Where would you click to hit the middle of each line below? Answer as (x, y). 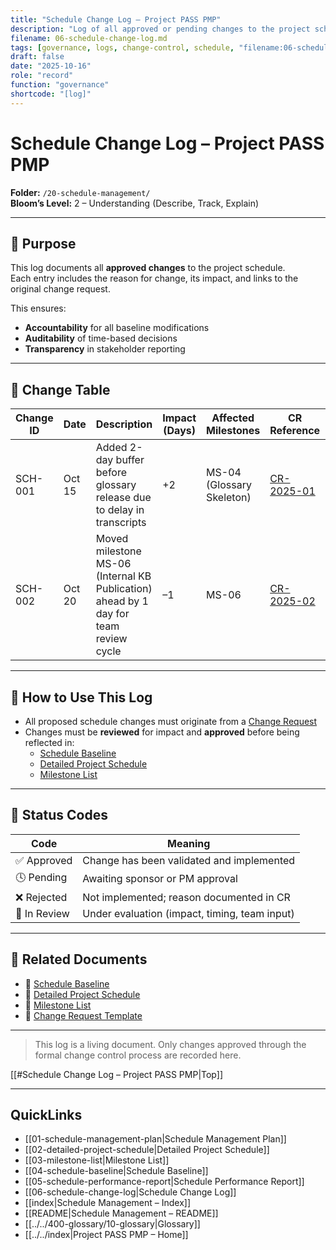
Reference (295, 431)
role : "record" (42, 76)
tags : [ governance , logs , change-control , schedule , (122, 47)
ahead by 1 (122, 601)
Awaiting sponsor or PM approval (160, 879)
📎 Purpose (43, 243)
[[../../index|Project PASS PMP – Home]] (106, 1235)
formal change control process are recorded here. (138, 1055)
